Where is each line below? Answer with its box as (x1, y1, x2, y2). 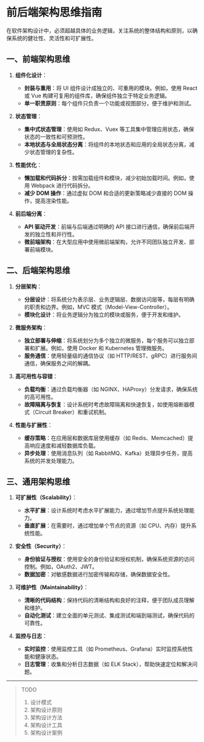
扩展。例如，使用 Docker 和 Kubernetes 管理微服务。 (35, 344, 168, 352)
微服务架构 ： (15, 323, 47, 331)
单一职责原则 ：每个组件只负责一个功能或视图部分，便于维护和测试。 (24, 99, 195, 107)
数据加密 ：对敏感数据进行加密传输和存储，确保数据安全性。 (24, 571, 174, 578)
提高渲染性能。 (35, 197, 73, 204)
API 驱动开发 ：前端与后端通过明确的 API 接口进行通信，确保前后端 (24, 223, 190, 230)
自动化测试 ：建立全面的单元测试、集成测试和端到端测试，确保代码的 (24, 612, 195, 619)
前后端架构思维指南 (6, 5, 103, 19)
